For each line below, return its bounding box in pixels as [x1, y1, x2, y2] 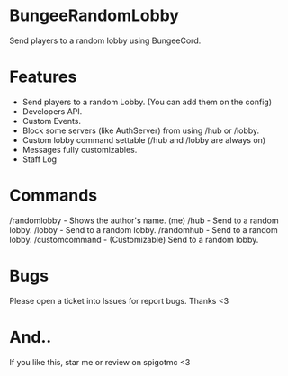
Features [9, 67, 77, 87]
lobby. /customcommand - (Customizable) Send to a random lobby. [9, 234, 259, 245]
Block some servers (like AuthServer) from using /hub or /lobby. [22, 125, 260, 136]
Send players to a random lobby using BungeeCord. [9, 35, 202, 46]
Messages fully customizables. [22, 144, 138, 155]
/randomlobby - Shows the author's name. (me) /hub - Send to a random [9, 215, 279, 226]
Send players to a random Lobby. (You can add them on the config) [22, 96, 273, 107]
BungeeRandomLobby [9, 5, 180, 26]
